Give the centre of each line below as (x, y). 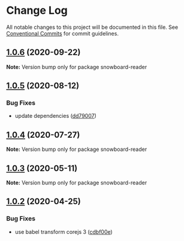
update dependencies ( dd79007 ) (56, 116)
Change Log (37, 11)
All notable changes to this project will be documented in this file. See (92, 27)
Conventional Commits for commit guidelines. (62, 33)
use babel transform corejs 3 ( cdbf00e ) (64, 231)
